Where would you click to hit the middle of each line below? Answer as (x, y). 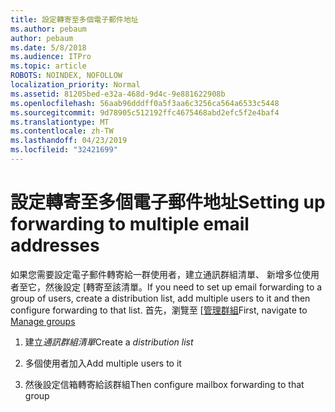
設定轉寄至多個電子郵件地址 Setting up (168, 202)
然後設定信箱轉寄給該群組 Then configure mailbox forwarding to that (164, 384)
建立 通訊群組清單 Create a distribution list (109, 342)
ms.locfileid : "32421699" (64, 150)
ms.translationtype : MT (60, 122)
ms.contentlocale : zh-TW (62, 131)
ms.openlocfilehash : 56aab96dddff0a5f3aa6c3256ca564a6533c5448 (145, 103)
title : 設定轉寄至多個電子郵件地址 (74, 19)
